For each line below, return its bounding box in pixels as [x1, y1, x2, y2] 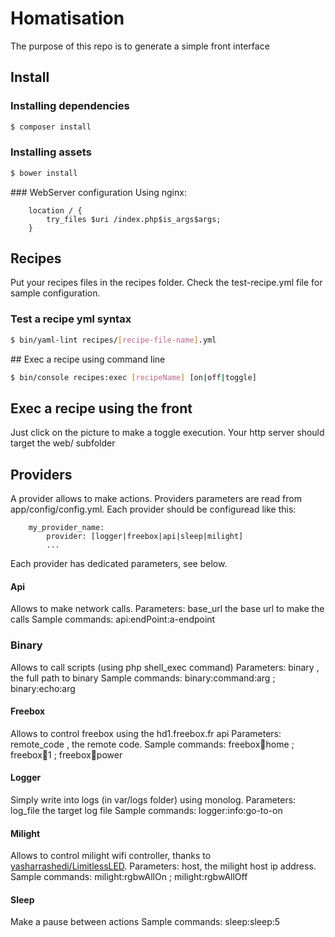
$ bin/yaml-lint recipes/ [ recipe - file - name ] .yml [10, 335, 217, 345]
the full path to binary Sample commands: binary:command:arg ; [10, 672, 276, 684]
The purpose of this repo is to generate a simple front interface [10, 40, 270, 52]
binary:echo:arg [10, 682, 76, 694]
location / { [28, 205, 83, 216]
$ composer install [10, 122, 92, 132]
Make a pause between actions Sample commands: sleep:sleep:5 [10, 916, 281, 928]
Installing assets [10, 145, 92, 159]
